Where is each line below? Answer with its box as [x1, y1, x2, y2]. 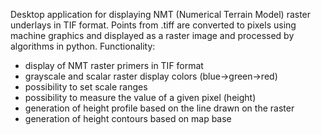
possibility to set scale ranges [24, 81, 148, 93]
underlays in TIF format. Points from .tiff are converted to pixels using [10, 19, 297, 31]
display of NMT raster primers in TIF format [24, 60, 204, 71]
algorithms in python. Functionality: [10, 40, 156, 52]
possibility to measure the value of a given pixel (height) [24, 92, 257, 103]
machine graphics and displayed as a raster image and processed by [10, 30, 295, 41]
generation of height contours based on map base [24, 113, 232, 124]
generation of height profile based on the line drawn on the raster [24, 102, 295, 114]
